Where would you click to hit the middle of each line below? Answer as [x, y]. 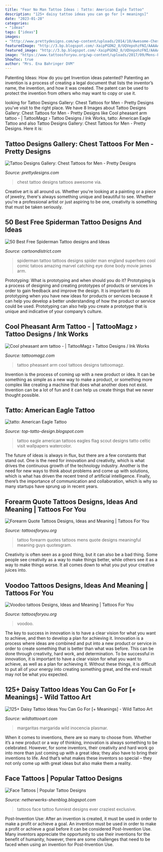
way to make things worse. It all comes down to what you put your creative [80, 565]
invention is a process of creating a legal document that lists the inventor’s [79, 83]
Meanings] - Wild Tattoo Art [48, 697]
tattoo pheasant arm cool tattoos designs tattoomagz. [71, 365]
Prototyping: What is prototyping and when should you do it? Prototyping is [80, 280]
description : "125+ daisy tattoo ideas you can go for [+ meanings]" [77, 14]
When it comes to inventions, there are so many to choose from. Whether [78, 737]
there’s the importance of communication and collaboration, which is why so [81, 481]
